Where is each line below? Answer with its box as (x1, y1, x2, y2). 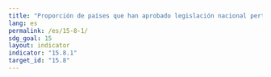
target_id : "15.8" (8, 57, 70, 65)
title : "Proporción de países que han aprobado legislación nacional (8, 11, 248, 20)
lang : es (8, 19, 38, 27)
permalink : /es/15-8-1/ (8, 26, 89, 34)
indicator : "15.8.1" (8, 49, 78, 57)
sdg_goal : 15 (8, 34, 52, 43)
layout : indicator (8, 42, 70, 50)
